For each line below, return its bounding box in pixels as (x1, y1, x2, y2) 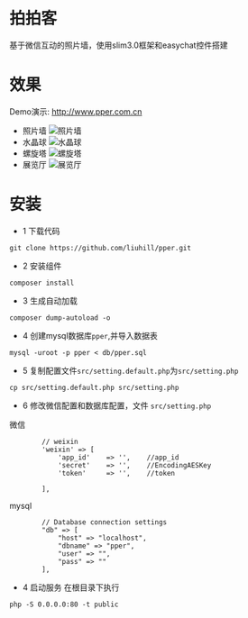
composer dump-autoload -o (9, 313, 111, 323)
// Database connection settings (41, 517, 168, 527)
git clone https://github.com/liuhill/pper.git (9, 243, 192, 252)
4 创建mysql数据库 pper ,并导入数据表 (22, 330, 158, 341)
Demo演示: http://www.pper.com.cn (9, 105, 142, 117)
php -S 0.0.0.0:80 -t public (9, 600, 119, 609)
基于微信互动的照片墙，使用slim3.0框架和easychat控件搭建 (9, 40, 228, 50)
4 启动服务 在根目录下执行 (22, 582, 120, 593)
